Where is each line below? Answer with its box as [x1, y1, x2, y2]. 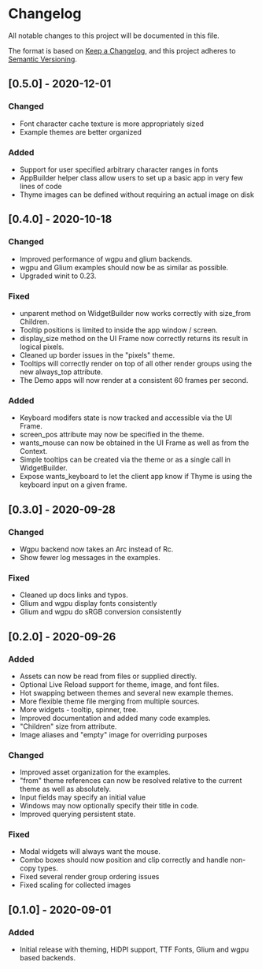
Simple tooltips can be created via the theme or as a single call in [19, 455, 231, 465]
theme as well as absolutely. [19, 785, 112, 794]
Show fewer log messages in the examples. [19, 552, 161, 562]
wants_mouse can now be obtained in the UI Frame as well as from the [19, 438, 249, 447]
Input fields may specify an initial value [19, 793, 146, 802]
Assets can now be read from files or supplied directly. [19, 671, 197, 681]
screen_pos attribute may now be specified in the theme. [19, 430, 205, 440]
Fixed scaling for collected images [19, 880, 131, 890]
